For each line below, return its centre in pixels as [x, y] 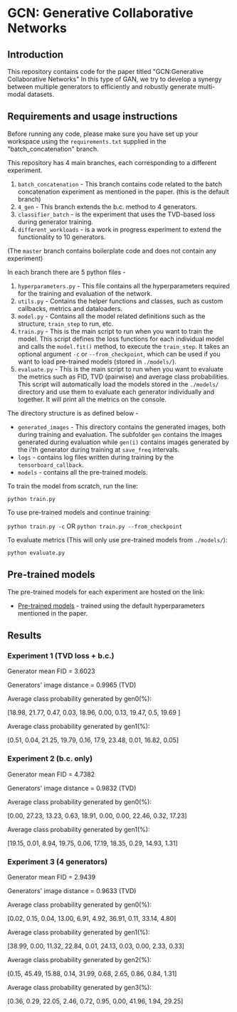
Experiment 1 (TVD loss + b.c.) [61, 655]
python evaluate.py [36, 553]
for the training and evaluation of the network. [85, 293]
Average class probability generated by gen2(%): [79, 959]
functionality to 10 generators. [62, 237]
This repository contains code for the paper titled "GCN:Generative [106, 72]
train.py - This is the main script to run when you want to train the [115, 331]
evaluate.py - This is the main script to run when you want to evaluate [120, 369]
